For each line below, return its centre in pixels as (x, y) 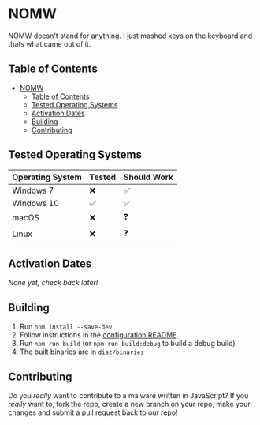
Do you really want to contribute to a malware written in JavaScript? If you (128, 395)
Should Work (148, 177)
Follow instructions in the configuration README (98, 335)
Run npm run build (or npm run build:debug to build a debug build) (127, 344)
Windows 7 (33, 190)
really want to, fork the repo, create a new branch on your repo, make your (129, 404)
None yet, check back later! (53, 283)
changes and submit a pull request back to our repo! (93, 412)
